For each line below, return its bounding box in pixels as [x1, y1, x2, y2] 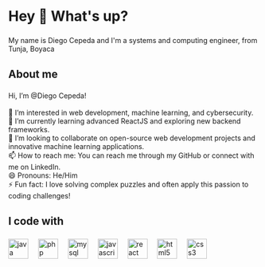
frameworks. [8, 125, 50, 135]
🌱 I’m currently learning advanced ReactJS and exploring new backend [8, 116, 241, 126]
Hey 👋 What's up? [8, 7, 129, 26]
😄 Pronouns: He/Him [8, 171, 78, 180]
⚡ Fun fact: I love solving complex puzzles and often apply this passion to [8, 179, 249, 190]
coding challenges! [8, 191, 71, 201]
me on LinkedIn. [8, 163, 61, 172]
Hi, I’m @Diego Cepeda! [8, 91, 87, 100]
